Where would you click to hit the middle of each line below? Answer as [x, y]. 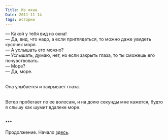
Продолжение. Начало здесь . [37, 132]
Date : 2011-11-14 [24, 15]
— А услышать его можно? [35, 50]
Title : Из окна [21, 10]
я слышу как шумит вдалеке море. [43, 108]
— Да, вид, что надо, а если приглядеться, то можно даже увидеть [78, 39]
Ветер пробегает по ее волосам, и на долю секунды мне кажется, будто [84, 102]
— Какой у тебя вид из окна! [36, 34]
